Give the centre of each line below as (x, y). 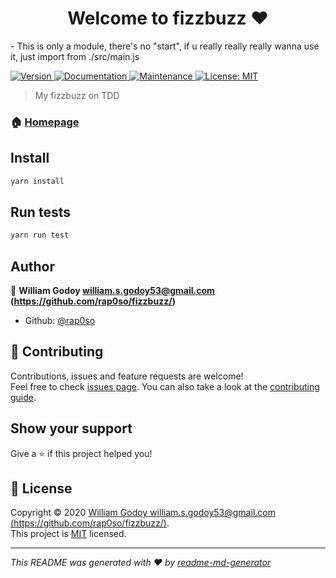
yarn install (37, 181)
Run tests (40, 212)
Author (32, 266)
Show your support (71, 428)
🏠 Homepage (45, 122)
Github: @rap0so (60, 321)
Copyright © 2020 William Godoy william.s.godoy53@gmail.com (143, 513)
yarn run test (40, 235)
